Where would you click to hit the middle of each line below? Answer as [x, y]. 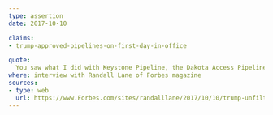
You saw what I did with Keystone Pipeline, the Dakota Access [125, 68]
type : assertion [36, 16]
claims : [22, 38]
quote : [19, 60]
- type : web [28, 90]
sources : [23, 83]
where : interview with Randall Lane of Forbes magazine [105, 75]
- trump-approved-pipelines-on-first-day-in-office [97, 45]
